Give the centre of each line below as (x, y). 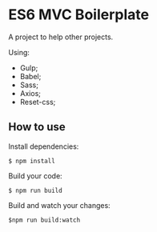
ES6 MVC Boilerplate (79, 15)
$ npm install (32, 161)
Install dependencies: (44, 146)
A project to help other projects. (61, 37)
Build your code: (35, 176)
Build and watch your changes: (59, 205)
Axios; (30, 93)
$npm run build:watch (44, 220)
